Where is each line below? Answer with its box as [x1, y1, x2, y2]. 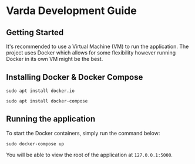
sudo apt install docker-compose [6, 98, 88, 104]
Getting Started [6, 28, 64, 37]
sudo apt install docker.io [6, 88, 75, 94]
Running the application [6, 114, 96, 124]
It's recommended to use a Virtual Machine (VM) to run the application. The [6, 43, 189, 50]
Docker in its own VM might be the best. [6, 56, 103, 62]
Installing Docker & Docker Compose [6, 72, 143, 83]
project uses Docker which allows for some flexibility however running [6, 49, 176, 56]
